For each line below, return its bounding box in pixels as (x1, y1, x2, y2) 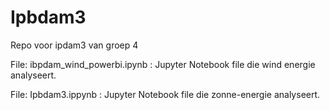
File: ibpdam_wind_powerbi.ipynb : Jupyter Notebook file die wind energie (10, 58, 316, 70)
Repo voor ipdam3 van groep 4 (10, 39, 139, 51)
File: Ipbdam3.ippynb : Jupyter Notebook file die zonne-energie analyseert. (10, 88, 321, 100)
